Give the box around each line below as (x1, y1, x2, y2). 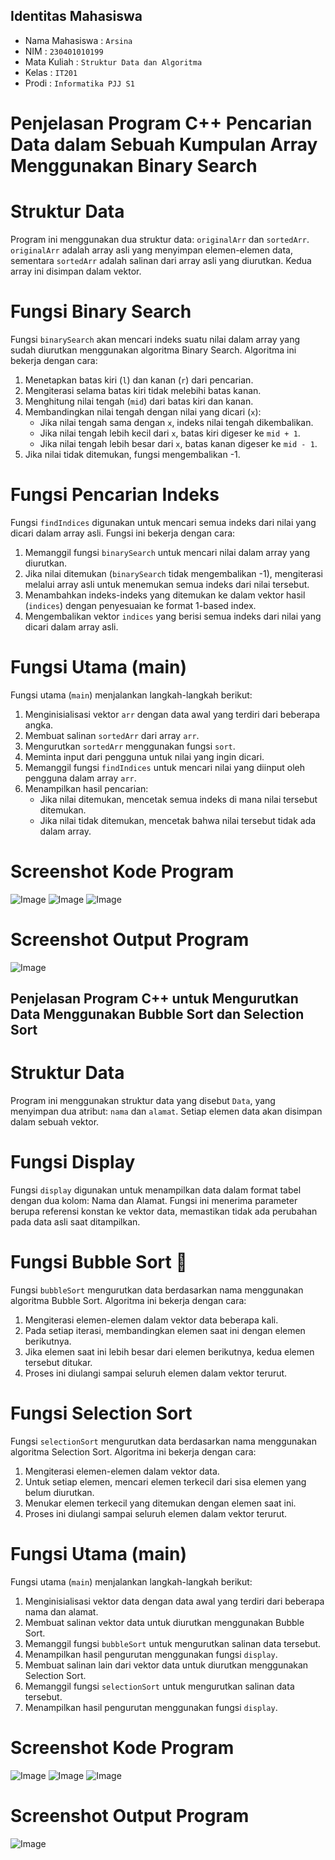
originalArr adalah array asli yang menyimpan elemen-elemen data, (10, 244, 293, 256)
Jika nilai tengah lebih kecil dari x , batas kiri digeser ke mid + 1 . (39, 427, 301, 439)
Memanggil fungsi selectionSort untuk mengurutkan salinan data (24, 1680, 295, 1692)
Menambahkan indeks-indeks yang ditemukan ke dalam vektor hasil (24, 589, 306, 601)
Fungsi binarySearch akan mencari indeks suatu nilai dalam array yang (10, 333, 301, 345)
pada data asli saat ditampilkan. (10, 1215, 141, 1228)
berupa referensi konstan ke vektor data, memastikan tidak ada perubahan (10, 1205, 318, 1217)
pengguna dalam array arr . (24, 772, 137, 784)
